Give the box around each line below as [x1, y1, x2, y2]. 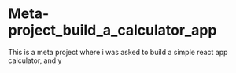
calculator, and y [8, 56, 62, 65]
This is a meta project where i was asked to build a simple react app [8, 47, 228, 57]
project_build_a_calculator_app [8, 21, 217, 39]
